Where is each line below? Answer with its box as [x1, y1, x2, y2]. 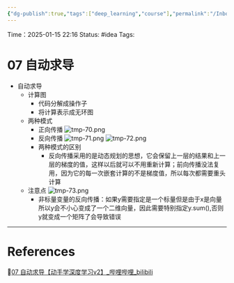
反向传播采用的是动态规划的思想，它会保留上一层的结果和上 [48, 151, 220, 160]
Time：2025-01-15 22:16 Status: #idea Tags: [7, 30, 135, 38]
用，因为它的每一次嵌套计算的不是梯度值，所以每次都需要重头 [48, 169, 226, 177]
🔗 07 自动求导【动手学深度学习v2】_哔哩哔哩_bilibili [7, 268, 153, 276]
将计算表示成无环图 [38, 107, 94, 116]
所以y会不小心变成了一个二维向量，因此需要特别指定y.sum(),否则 [38, 204, 224, 212]
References [7, 243, 75, 259]
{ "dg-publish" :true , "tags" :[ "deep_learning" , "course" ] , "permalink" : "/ [7, 10, 217, 17]
